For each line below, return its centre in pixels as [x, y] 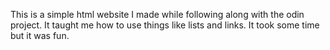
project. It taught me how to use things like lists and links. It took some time [165, 25]
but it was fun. [40, 35]
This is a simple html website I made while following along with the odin [157, 14]
